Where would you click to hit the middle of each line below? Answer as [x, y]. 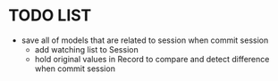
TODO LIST [50, 16]
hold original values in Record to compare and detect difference [152, 59]
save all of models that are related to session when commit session [145, 40]
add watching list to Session [87, 49]
